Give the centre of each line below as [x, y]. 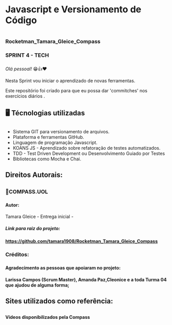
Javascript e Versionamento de [73, 9]
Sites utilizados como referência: [59, 301]
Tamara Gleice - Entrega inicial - [39, 217]
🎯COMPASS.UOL [27, 192]
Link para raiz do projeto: [33, 228]
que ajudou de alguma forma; [37, 285]
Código [21, 20]
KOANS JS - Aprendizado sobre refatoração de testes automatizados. [87, 148]
